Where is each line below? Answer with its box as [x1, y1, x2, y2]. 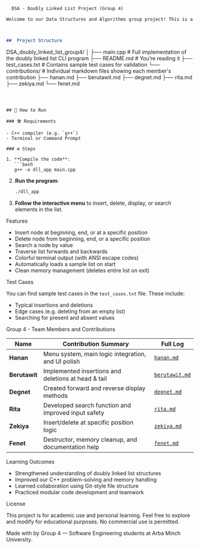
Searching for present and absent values [14, 314, 115, 321]
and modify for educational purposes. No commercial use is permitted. [6, 518, 180, 525]
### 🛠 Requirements [6, 118, 57, 124]
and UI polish [43, 357, 80, 366]
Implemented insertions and [43, 367, 121, 375]
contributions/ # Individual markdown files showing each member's [6, 67, 171, 74]
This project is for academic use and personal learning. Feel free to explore [6, 511, 190, 519]
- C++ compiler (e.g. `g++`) [6, 130, 79, 136]
